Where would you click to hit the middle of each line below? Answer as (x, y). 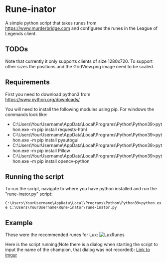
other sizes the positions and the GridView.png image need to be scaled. (80, 66)
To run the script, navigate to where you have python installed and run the (81, 189)
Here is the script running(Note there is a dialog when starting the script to (82, 245)
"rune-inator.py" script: (29, 194)
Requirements (27, 82)
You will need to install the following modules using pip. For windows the (80, 109)
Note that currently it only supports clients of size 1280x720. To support (79, 61)
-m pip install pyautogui (54, 140)
